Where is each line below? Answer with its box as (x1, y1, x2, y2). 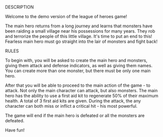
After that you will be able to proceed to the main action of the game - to (5, 82, 150, 88)
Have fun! (5, 127, 25, 133)
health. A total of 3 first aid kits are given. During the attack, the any (5, 98, 141, 104)
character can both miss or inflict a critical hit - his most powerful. (5, 103, 138, 109)
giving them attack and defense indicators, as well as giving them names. (5, 63, 153, 68)
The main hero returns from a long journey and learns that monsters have (5, 23, 153, 29)
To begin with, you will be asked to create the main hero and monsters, (5, 58, 147, 63)
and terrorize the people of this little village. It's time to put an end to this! (5, 34, 152, 39)
